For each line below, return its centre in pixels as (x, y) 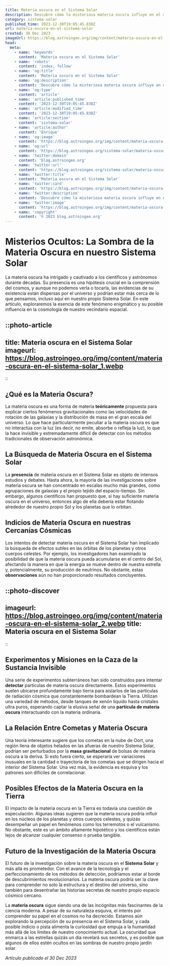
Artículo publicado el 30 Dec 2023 (41, 958)
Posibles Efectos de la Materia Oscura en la (74, 788)
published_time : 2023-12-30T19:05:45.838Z (50, 24)
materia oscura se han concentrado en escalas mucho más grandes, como (83, 485)
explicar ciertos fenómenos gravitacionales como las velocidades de (76, 412)
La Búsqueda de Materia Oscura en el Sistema (79, 455)
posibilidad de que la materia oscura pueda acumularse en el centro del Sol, (84, 559)
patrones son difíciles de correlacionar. (46, 772)
